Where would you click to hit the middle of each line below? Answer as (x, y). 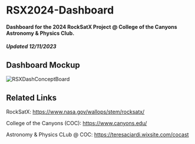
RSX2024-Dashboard (60, 10)
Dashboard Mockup (43, 65)
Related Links (32, 98)
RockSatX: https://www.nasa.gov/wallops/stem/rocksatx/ (75, 112)
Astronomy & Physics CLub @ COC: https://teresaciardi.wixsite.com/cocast (97, 135)
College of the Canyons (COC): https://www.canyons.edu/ (77, 123)
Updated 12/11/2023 (32, 46)
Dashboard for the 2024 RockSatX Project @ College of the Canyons (92, 26)
